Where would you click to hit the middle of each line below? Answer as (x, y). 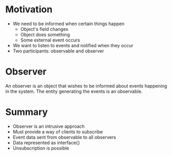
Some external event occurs (50, 40)
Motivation (29, 9)
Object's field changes (44, 29)
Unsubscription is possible (41, 148)
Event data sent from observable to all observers (64, 137)
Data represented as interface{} (46, 143)
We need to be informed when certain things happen (69, 24)
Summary (26, 112)
